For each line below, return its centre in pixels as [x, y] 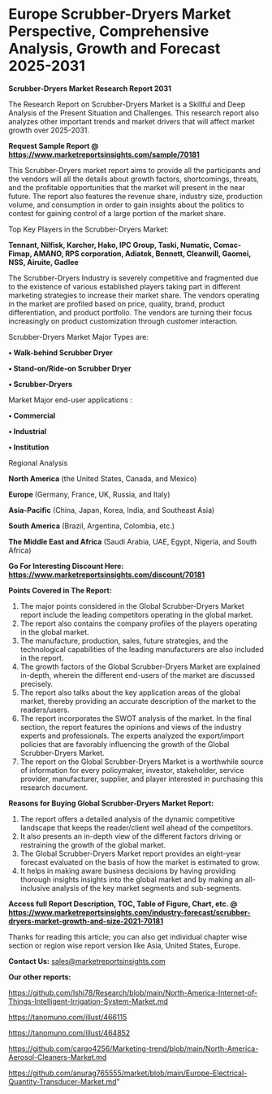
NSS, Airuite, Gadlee [43, 262]
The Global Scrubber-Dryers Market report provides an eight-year [130, 853]
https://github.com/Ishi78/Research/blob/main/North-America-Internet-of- [133, 992]
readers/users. [45, 710]
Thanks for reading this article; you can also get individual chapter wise [128, 936]
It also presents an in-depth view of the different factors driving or [131, 836]
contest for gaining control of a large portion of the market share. [117, 213]
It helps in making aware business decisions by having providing [128, 870]
